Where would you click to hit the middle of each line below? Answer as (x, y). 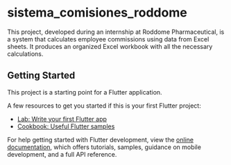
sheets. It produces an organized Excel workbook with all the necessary (110, 46)
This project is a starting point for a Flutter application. (85, 92)
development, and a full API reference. (62, 154)
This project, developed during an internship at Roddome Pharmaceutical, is (116, 32)
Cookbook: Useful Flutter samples (66, 126)
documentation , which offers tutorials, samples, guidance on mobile (104, 147)
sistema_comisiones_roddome (97, 13)
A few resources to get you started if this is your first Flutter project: (104, 106)
